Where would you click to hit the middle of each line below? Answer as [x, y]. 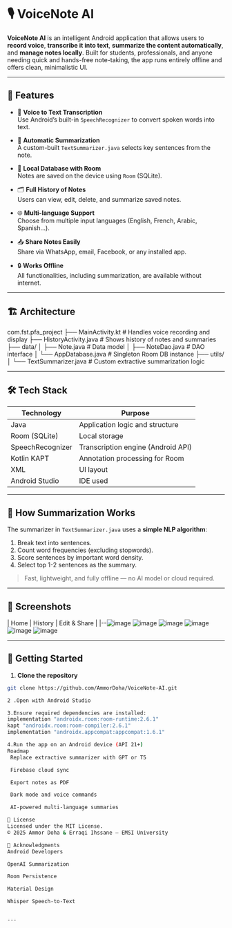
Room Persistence [32, 877]
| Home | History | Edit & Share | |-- [57, 623]
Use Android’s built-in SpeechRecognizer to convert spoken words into [116, 120]
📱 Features [31, 96]
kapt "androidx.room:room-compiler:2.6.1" [69, 726]
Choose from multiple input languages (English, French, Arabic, [107, 220]
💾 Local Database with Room [59, 168]
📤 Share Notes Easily [49, 242]
